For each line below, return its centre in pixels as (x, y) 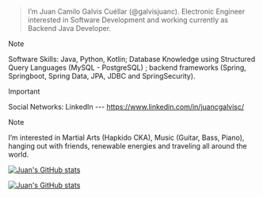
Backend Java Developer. (69, 28)
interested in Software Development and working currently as (128, 20)
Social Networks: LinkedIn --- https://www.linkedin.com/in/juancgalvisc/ (126, 107)
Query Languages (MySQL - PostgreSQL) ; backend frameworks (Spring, (128, 68)
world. (19, 155)
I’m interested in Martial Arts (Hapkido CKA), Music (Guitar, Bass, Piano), (126, 137)
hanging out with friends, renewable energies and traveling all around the (128, 146)
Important (24, 91)
